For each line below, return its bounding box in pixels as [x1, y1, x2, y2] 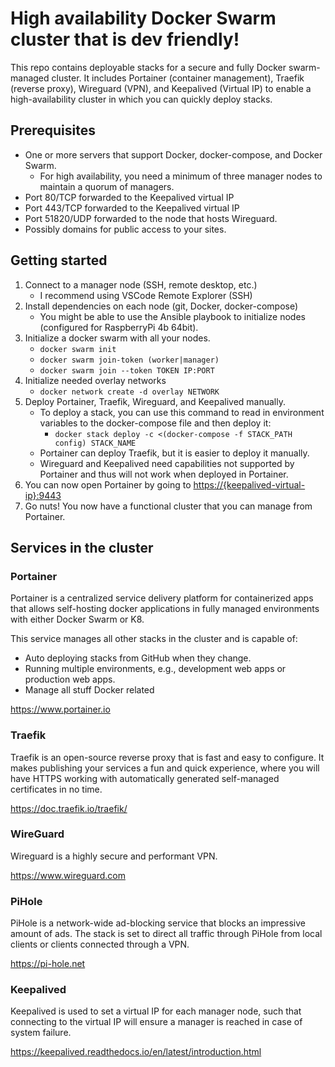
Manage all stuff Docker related [24, 684, 155, 696]
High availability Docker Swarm [10, 7, 277, 30]
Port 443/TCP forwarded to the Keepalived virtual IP [24, 202, 240, 214]
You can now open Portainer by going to [24, 478, 192, 491]
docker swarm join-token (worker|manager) [39, 355, 220, 365]
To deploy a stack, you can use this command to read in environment [39, 406, 325, 418]
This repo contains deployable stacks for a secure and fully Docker [10, 61, 287, 73]
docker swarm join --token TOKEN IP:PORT [39, 365, 215, 376]
